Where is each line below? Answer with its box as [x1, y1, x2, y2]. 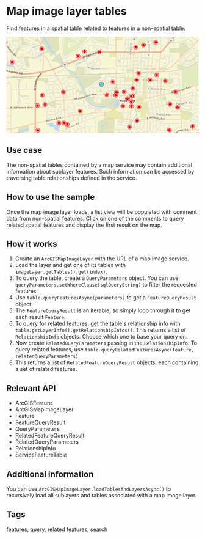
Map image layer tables [6, 4, 127, 18]
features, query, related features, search [6, 526, 108, 533]
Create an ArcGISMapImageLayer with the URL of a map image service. [15, 255, 189, 262]
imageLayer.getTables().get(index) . [15, 268, 108, 276]
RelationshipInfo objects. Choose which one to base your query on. [15, 333, 188, 340]
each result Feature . [15, 313, 66, 321]
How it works [6, 238, 57, 249]
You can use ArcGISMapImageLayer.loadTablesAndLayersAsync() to [6, 485, 171, 493]
